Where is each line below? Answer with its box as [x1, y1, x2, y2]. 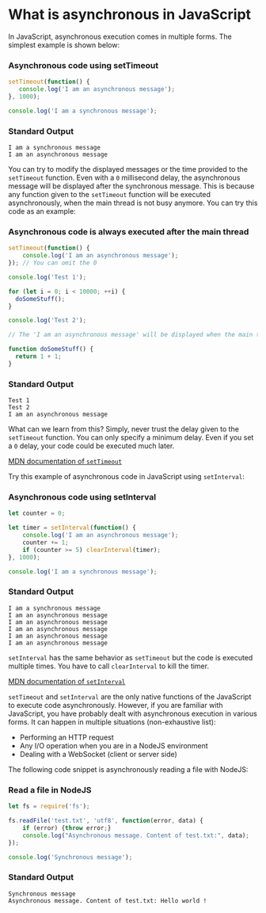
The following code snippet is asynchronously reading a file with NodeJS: [8, 764, 249, 774]
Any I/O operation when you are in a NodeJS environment [19, 740, 208, 750]
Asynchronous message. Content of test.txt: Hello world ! [8, 896, 207, 904]
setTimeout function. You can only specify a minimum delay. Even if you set [8, 433, 254, 443]
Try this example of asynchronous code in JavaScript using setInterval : [8, 472, 245, 481]
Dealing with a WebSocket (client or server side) [19, 749, 178, 759]
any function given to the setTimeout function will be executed [8, 190, 211, 200]
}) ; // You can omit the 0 [8, 259, 97, 267]
